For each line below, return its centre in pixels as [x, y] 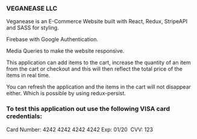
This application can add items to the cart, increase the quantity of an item [98, 63]
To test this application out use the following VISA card [88, 109]
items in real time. [28, 75]
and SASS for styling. [33, 28]
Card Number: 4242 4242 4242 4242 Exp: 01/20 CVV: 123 [80, 129]
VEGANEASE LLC [32, 8]
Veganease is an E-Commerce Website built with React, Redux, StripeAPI [97, 22]
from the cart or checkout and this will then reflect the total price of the [94, 69]
